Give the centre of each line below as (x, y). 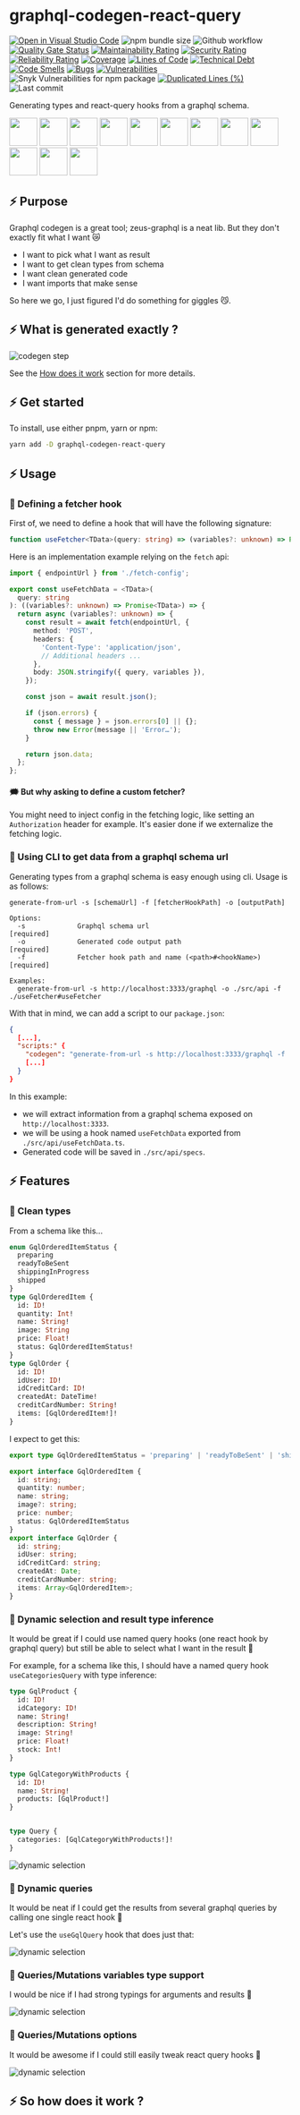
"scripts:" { (42, 1046)
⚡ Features (40, 1181)
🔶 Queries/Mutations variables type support (107, 1975)
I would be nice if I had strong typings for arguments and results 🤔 (131, 1995)
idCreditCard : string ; (59, 1563)
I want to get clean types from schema (93, 264)
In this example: (38, 1096)
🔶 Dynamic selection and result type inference (112, 1619)
